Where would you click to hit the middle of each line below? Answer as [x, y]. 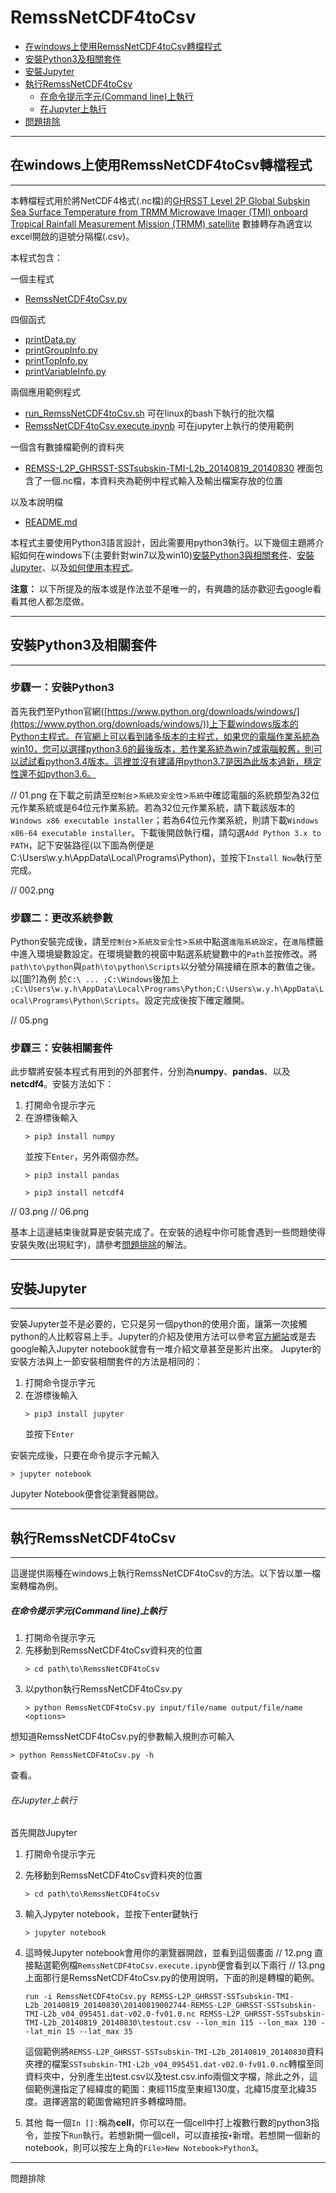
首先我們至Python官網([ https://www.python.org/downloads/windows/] [155, 711]
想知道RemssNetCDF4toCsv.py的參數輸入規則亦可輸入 [122, 1737]
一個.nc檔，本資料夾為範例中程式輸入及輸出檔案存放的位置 [163, 480]
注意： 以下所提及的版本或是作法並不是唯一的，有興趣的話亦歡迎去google [161, 588]
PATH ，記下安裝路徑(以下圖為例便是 [82, 845]
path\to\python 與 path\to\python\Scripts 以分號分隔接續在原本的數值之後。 [165, 967]
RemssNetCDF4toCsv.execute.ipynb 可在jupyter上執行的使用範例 [159, 425]
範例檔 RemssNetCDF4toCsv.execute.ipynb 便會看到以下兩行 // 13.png [188, 1965]
